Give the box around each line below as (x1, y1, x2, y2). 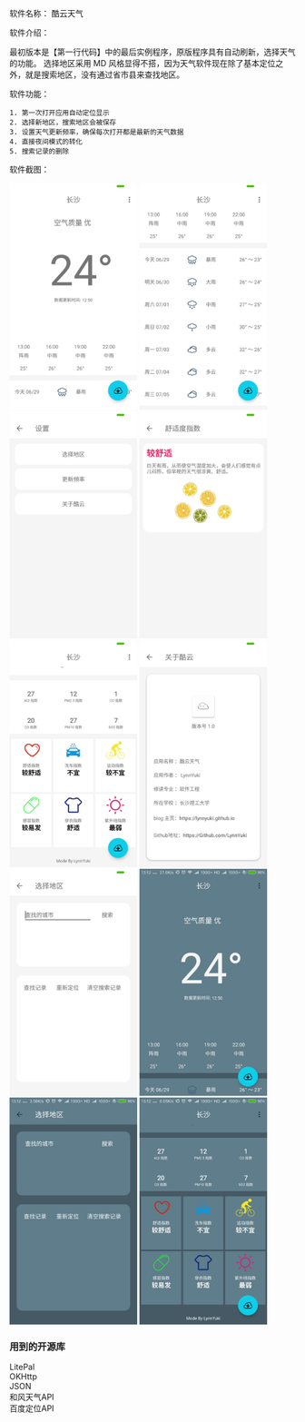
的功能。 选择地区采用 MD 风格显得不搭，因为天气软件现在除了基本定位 (9, 58, 276, 68)
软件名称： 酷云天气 (9, 8, 84, 18)
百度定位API (9, 1403, 54, 1414)
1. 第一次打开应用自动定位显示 (9, 108, 111, 117)
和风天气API (9, 1392, 54, 1403)
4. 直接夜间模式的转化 (9, 137, 84, 146)
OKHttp (9, 1371, 38, 1382)
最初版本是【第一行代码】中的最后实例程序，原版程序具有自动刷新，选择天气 (9, 46, 296, 57)
